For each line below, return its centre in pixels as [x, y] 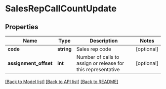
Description [104, 41]
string [64, 49]
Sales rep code [94, 49]
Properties [22, 27]
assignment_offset [30, 63]
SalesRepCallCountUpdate [61, 9]
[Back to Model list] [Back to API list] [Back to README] [62, 82]
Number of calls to [98, 57]
